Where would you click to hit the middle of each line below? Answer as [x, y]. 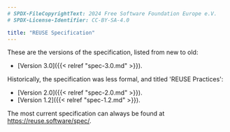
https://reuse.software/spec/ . [50, 121]
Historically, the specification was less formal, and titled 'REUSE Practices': [115, 79]
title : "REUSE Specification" [51, 33]
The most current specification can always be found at [86, 114]
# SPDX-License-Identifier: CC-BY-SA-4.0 [69, 20]
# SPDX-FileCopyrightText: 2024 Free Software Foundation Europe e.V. [112, 14]
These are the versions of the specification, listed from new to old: [103, 52]
